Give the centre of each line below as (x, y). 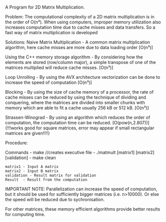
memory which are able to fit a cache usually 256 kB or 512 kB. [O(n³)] (77, 108)
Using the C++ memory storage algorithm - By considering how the (74, 57)
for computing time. (25, 214)
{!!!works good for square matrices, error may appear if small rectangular (80, 128)
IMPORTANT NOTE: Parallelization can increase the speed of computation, (81, 189)
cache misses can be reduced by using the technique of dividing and (76, 97)
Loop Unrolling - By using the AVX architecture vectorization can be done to (83, 77)
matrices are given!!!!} (28, 133)
